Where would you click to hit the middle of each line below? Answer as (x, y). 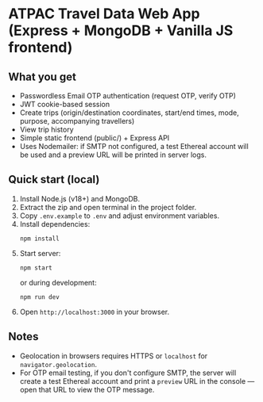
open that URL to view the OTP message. (87, 389)
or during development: (58, 282)
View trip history (46, 129)
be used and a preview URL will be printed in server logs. (113, 155)
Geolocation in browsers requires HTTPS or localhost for (114, 356)
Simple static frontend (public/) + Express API (95, 138)
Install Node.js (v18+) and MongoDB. (80, 198)
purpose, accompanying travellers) (77, 121)
